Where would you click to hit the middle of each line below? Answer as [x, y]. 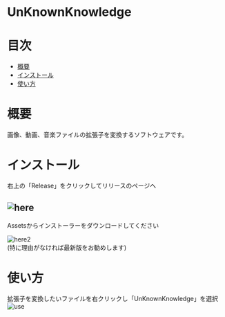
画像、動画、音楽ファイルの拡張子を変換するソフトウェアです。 [98, 135]
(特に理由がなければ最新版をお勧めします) [67, 247]
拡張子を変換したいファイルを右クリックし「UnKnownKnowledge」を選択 [113, 298]
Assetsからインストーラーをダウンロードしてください [83, 225]
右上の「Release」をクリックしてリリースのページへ [82, 185]
